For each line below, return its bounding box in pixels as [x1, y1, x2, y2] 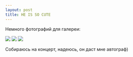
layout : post [5, 7, 33, 13]
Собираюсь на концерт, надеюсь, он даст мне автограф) [5, 46, 128, 52]
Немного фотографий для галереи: [5, 26, 81, 32]
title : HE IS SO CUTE [5, 12, 51, 17]
